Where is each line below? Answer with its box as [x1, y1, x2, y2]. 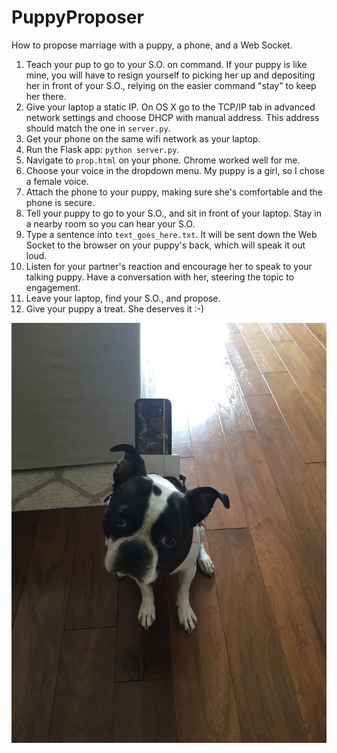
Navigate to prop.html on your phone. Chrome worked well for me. [25, 154, 301, 166]
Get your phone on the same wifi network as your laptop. [25, 132, 261, 145]
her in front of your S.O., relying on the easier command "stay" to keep [25, 79, 317, 91]
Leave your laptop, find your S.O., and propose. [25, 292, 221, 304]
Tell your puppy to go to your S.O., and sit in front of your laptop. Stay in [25, 207, 322, 219]
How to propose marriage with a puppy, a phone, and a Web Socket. [11, 39, 293, 51]
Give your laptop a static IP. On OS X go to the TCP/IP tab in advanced [25, 101, 316, 113]
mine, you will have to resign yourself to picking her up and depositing [25, 69, 316, 81]
